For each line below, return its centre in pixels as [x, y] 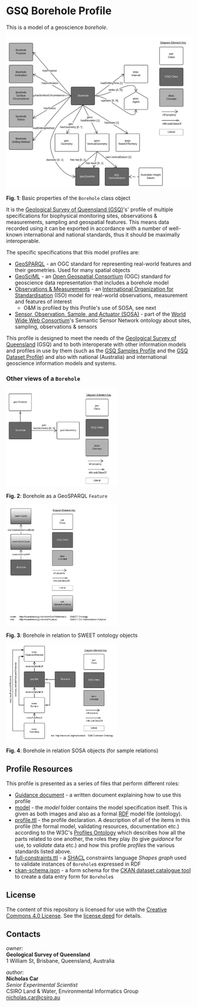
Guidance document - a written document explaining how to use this [98, 795]
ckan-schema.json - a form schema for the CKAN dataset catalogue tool [103, 870]
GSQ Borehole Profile [59, 11]
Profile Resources [40, 769]
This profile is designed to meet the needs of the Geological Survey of [91, 338]
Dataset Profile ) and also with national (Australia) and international [86, 357]
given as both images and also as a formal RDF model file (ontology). [98, 814]
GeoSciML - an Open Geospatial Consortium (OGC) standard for [93, 276]
